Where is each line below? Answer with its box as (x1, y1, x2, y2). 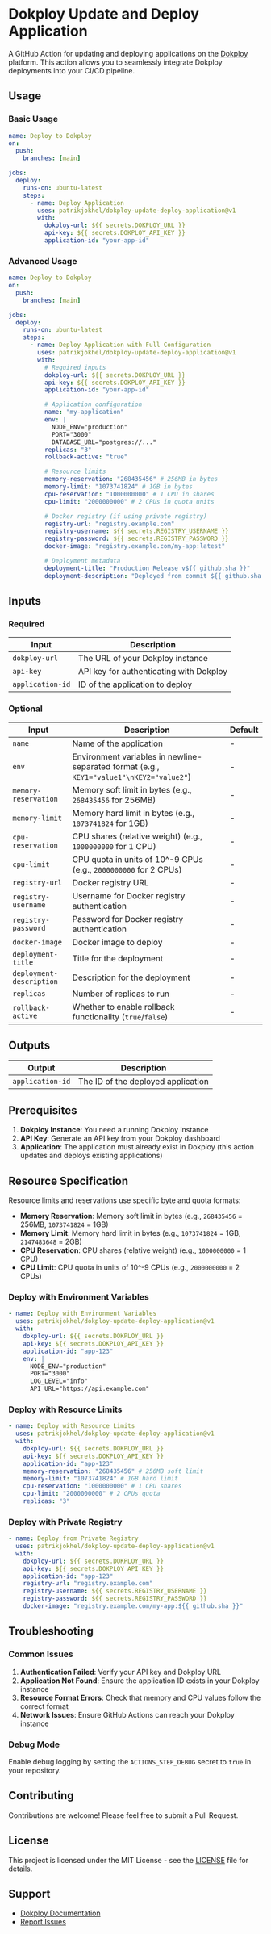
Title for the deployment (72, 952, 164, 964)
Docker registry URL (72, 877, 149, 888)
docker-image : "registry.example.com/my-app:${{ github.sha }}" (23, 1602, 244, 1610)
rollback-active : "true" (44, 453, 128, 461)
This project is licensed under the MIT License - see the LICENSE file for (8, 1855, 248, 1865)
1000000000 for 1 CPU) (72, 840, 156, 852)
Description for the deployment (72, 972, 191, 983)
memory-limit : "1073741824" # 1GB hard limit (23, 1475, 179, 1483)
